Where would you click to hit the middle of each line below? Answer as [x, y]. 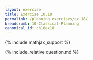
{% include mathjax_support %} [38, 42]
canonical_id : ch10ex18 [30, 28]
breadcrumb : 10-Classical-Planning [42, 24]
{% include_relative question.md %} [42, 52]
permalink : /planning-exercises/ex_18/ [47, 19]
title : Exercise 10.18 [29, 14]
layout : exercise [23, 10]
